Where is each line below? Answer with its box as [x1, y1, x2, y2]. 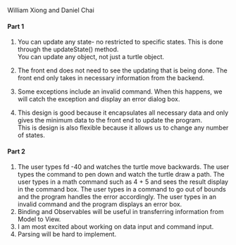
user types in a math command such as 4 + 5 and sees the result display [17, 177, 229, 186]
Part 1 [7, 22, 25, 30]
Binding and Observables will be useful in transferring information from [17, 208, 224, 216]
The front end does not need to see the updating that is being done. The [17, 66, 228, 75]
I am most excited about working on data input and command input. [17, 222, 214, 231]
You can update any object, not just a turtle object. [17, 53, 164, 61]
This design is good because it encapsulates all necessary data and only [17, 108, 229, 117]
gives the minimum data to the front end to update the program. [17, 116, 203, 125]
